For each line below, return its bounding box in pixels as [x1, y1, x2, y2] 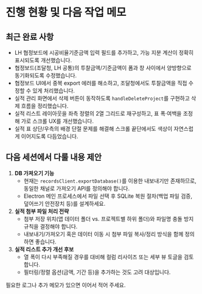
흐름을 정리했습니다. [21, 102, 69, 110]
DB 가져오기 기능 [14, 169, 55, 177]
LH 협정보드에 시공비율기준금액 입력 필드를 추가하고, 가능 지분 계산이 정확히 [14, 49, 194, 56]
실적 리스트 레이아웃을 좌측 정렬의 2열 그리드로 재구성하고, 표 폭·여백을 [14, 110, 182, 117]
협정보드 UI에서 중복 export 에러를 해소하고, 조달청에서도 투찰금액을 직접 [14, 80, 187, 86]
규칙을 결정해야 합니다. [23, 223, 78, 230]
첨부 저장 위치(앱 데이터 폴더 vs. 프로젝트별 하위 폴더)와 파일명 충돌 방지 [23, 215, 194, 222]
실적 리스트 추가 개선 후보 [14, 245, 74, 253]
